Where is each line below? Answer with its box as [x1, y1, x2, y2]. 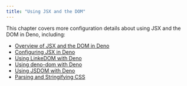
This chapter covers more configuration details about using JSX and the [6, 25, 181, 32]
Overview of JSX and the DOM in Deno [14, 42, 110, 49]
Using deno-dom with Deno [14, 61, 83, 68]
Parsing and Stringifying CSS [14, 73, 86, 80]
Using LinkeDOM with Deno [14, 54, 82, 61]
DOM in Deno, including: [6, 30, 66, 38]
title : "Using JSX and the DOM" [6, 8, 86, 15]
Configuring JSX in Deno [14, 48, 76, 56]
